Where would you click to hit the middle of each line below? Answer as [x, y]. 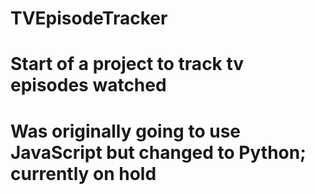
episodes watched [88, 85]
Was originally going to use [125, 131]
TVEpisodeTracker [89, 18]
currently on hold [83, 173]
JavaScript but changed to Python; [158, 152]
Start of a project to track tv [127, 64]
